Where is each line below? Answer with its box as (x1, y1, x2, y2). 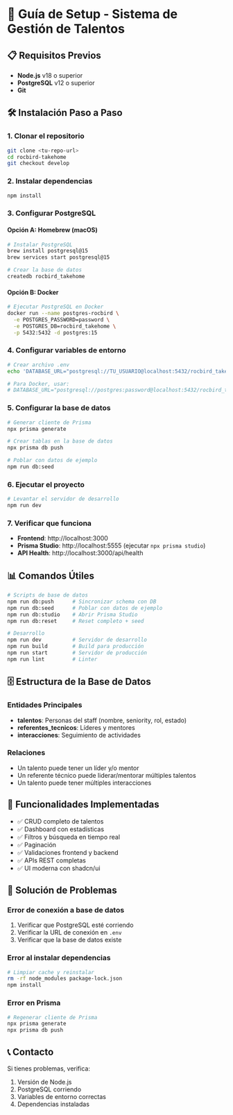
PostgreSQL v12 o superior (17, 79, 95, 87)
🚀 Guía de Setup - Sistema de (7, 6, 178, 22)
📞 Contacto (7, 1046, 54, 1057)
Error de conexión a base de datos (7, 905, 125, 914)
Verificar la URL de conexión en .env (17, 928, 122, 937)
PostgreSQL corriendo (17, 1085, 82, 1093)
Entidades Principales (7, 700, 83, 710)
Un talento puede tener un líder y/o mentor (17, 763, 139, 772)
